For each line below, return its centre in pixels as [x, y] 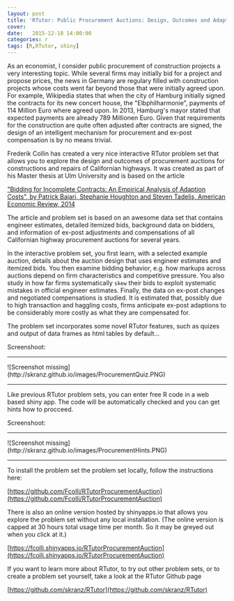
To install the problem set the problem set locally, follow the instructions [110, 470]
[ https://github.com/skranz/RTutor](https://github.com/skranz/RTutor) [107, 589]
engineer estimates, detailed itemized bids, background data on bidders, [111, 225]
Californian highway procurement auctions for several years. [94, 240]
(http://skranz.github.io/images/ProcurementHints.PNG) [87, 450]
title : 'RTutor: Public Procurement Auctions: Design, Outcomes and [109, 20]
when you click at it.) [37, 534]
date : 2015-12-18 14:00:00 [49, 33]
